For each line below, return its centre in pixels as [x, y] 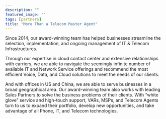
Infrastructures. [21, 49]
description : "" [22, 10]
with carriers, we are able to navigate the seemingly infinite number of [78, 64]
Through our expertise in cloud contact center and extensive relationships [82, 59]
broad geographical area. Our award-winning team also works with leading [83, 90]
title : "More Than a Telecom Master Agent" [52, 24]
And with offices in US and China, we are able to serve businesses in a [78, 84]
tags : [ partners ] [23, 19]
